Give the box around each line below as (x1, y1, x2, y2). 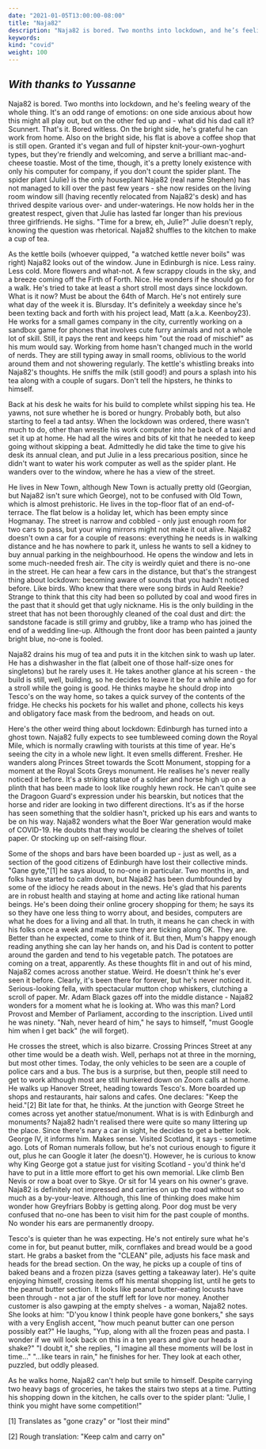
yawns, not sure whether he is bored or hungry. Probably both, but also (8, 408, 241, 417)
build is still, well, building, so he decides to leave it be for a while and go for (8, 675, 256, 684)
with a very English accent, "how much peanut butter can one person (8, 1318, 235, 1328)
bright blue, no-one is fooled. (8, 634, 104, 644)
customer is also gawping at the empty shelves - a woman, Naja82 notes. (8, 1301, 248, 1310)
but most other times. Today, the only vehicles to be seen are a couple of (8, 1058, 246, 1067)
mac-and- (214, 149, 247, 159)
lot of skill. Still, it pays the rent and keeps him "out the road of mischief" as (8, 333, 253, 343)
